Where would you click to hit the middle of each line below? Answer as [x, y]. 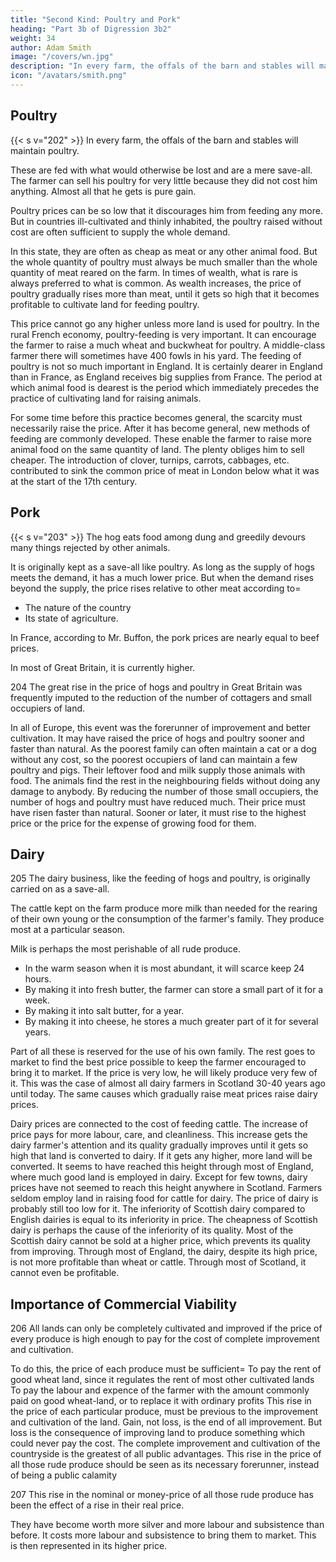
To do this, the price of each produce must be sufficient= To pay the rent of [166, 1369]
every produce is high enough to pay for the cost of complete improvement [165, 1339]
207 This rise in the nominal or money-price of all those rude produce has [162, 1495]
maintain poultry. [45, 150]
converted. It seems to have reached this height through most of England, [162, 1167]
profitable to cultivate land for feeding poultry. [105, 304]
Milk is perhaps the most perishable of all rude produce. [126, 949]
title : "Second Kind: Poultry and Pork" [96, 19]
